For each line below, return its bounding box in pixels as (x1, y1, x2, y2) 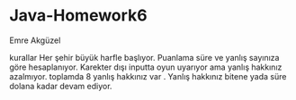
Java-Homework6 (9, 5, 148, 26)
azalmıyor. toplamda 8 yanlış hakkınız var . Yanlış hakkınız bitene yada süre (9, 71, 287, 81)
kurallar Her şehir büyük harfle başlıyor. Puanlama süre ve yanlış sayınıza (9, 52, 280, 62)
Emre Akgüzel (9, 35, 61, 46)
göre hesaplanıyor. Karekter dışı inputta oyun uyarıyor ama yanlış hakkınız (9, 62, 283, 72)
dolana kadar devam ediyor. (9, 80, 112, 91)
